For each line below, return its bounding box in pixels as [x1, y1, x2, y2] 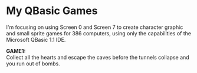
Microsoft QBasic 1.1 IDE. [6, 36, 66, 43]
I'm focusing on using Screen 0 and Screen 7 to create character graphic [6, 24, 183, 31]
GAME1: [6, 47, 26, 54]
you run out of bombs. [6, 60, 60, 67]
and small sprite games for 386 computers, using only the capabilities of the [6, 29, 192, 36]
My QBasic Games [6, 4, 98, 18]
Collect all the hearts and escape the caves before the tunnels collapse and [6, 54, 190, 61]
